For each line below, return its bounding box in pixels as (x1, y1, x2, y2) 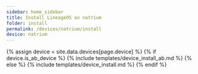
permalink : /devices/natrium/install (6, 25, 102, 32)
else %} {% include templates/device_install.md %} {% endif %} (6, 61, 167, 69)
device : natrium (6, 32, 47, 38)
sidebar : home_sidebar (6, 8, 64, 15)
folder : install (6, 20, 47, 26)
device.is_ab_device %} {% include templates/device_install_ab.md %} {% (6, 55, 193, 62)
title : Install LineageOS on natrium (6, 15, 102, 21)
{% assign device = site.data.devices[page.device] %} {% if (6, 48, 157, 55)
